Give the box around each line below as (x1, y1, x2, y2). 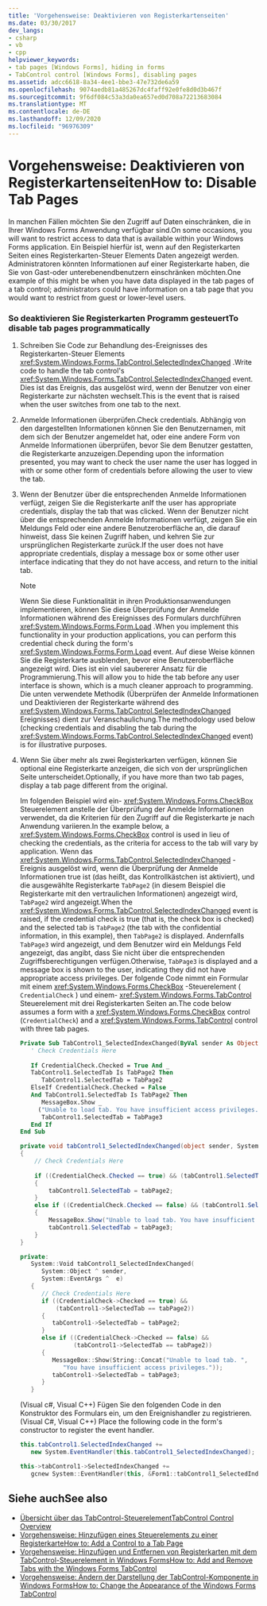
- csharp (8, 33, 37, 42)
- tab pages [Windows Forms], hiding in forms (8, 64, 165, 72)
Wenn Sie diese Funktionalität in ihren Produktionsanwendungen (19, 596, 231, 606)
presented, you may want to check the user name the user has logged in (19, 457, 257, 466)
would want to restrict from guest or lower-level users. (8, 292, 187, 302)
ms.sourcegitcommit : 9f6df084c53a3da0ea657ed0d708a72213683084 (8, 93, 222, 101)
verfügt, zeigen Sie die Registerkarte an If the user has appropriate (19, 497, 237, 507)
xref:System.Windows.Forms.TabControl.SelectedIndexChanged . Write (19, 357, 253, 366)
